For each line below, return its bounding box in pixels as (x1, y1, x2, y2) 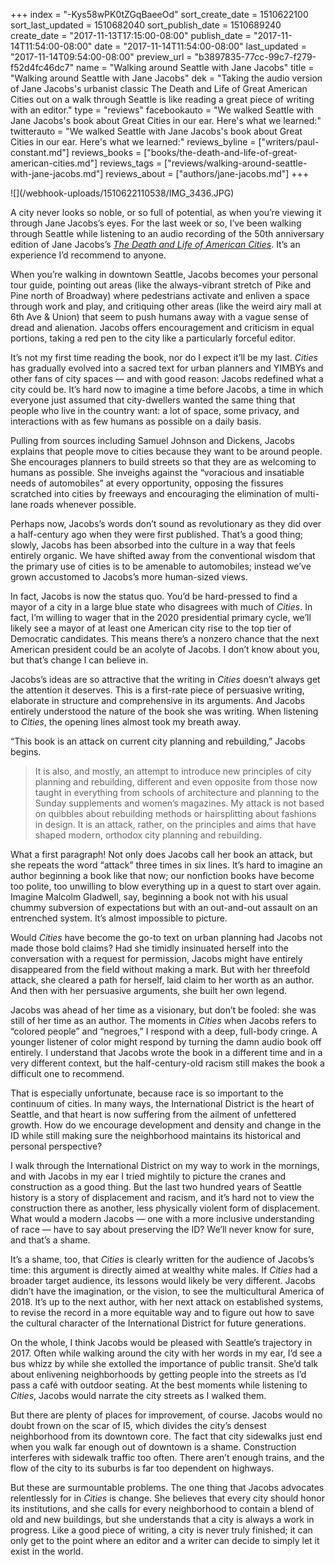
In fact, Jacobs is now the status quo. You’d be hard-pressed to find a (10, 590, 298, 602)
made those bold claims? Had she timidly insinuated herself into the (10, 942, 289, 954)
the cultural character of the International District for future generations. (10, 1317, 307, 1329)
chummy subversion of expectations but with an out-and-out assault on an (10, 902, 318, 913)
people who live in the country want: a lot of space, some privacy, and (10, 405, 300, 416)
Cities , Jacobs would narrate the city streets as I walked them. (10, 1390, 267, 1401)
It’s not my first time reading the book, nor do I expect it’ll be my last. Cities (10, 352, 318, 363)
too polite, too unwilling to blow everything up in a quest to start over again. (10, 880, 322, 892)
